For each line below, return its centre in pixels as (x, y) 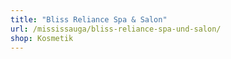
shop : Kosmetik (42, 38)
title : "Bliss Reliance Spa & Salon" (89, 19)
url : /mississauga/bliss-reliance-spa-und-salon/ (116, 29)
